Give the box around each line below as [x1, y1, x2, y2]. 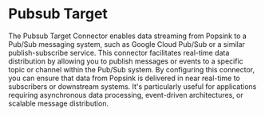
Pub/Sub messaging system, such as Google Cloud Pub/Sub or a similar [8, 39, 246, 48]
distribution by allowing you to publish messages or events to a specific [8, 56, 243, 66]
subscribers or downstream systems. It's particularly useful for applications [8, 81, 257, 91]
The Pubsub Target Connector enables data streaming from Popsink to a [8, 31, 247, 41]
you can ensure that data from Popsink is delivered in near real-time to [8, 73, 241, 83]
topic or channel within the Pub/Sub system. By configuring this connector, [8, 64, 255, 74]
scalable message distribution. [8, 99, 109, 108]
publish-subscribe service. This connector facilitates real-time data [8, 48, 230, 57]
